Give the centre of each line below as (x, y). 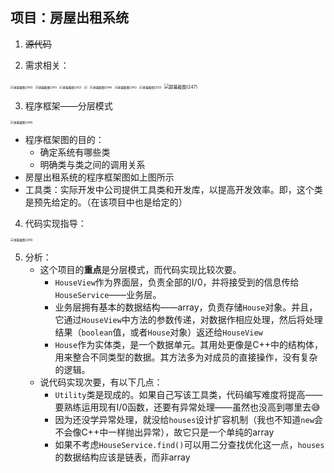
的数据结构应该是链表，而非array (122, 457)
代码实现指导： (55, 223)
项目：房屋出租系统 (69, 18)
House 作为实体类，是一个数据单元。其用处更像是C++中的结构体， (188, 344)
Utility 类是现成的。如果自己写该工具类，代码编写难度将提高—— (188, 394)
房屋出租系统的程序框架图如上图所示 (99, 177)
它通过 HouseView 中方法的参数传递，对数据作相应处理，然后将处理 (188, 319)
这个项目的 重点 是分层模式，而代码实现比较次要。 (140, 269)
